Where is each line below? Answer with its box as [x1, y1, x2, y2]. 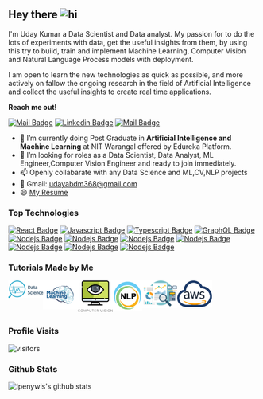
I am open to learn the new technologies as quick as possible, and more [8, 69, 244, 80]
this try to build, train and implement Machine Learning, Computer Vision [8, 45, 246, 56]
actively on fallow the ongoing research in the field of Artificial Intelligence [8, 78, 252, 88]
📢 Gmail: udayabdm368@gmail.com [19, 178, 137, 188]
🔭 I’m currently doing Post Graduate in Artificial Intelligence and [19, 133, 232, 143]
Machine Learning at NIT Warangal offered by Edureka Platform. [19, 141, 232, 151]
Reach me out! [8, 102, 57, 111]
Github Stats [8, 363, 58, 374]
